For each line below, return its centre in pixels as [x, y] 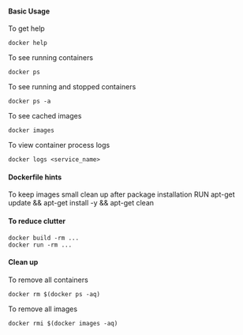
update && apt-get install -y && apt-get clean [81, 203]
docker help [28, 43]
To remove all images [43, 309]
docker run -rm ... [40, 245]
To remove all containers [48, 280]
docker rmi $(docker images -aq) [63, 323]
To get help [26, 28]
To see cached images [45, 116]
